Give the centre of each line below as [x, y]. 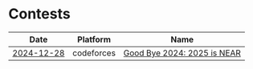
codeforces [94, 53]
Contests [39, 14]
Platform [94, 39]
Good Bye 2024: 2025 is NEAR [182, 53]
